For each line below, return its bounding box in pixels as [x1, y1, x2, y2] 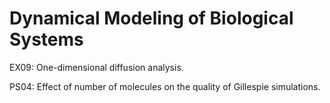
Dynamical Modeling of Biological [9, 7, 294, 30]
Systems [9, 28, 84, 51]
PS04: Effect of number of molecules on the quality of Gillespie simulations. [9, 80, 321, 92]
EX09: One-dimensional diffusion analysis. [9, 61, 184, 73]
